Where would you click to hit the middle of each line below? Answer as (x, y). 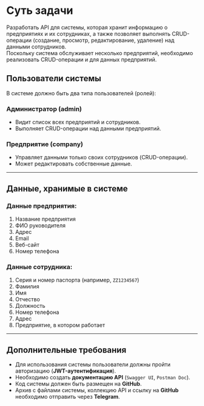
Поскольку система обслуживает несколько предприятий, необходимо (100, 53)
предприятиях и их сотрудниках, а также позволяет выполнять (89, 33)
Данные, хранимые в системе (67, 188)
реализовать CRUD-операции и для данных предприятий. (82, 59)
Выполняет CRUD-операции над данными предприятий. (88, 128)
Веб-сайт (27, 245)
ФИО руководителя (40, 225)
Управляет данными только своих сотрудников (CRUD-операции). (101, 158)
